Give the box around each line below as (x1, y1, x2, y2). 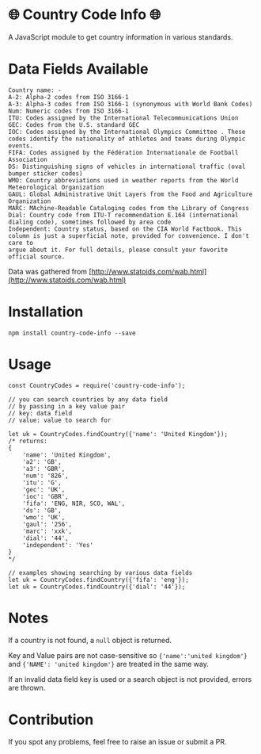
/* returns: (8, 437, 47, 445)
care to (8, 239, 34, 247)
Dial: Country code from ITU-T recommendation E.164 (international (8, 211, 239, 219)
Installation (8, 303, 84, 321)
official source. (8, 252, 66, 261)
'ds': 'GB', (22, 506, 62, 515)
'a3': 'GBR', (22, 465, 66, 473)
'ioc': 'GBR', (22, 492, 69, 500)
